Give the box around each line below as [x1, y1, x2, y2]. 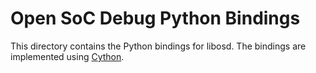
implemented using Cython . [10, 50, 125, 62]
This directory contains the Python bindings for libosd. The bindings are [10, 40, 307, 52]
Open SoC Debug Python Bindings [10, 7, 301, 30]
